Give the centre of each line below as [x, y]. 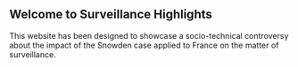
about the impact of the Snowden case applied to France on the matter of [144, 45]
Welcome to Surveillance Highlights [111, 15]
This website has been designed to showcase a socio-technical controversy [149, 35]
